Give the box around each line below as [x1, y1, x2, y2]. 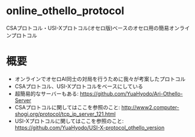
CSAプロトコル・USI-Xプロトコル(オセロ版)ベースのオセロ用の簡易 [6, 24, 170, 31]
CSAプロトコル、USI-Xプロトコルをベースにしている [14, 83, 144, 90]
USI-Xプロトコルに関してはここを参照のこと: [14, 117, 124, 125]
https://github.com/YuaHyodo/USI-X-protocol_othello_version [14, 124, 165, 131]
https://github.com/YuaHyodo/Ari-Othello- [79, 90, 183, 97]
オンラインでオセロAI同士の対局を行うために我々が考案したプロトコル [14, 75, 186, 82]
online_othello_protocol [6, 4, 125, 18]
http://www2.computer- [121, 103, 180, 110]
